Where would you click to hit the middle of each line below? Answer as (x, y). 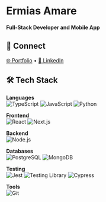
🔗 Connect (26, 46)
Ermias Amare (41, 11)
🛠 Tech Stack (32, 81)
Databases (20, 151)
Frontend (18, 115)
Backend (17, 133)
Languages (20, 97)
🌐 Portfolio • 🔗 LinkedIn (35, 60)
